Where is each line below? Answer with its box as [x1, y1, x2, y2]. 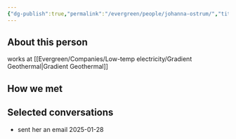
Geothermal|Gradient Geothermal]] [7, 62, 109, 71]
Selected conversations [7, 107, 114, 119]
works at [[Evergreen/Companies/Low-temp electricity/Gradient [7, 55, 192, 63]
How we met [7, 82, 63, 95]
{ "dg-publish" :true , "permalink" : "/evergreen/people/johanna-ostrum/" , [7, 10, 218, 18]
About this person [7, 37, 88, 48]
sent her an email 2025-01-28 [17, 125, 104, 133]
